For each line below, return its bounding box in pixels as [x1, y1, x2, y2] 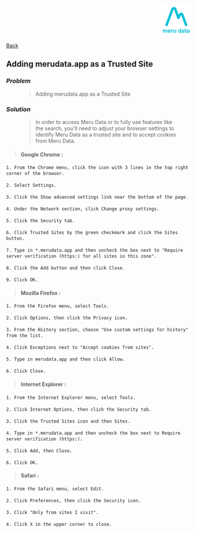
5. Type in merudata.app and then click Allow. [6, 356, 126, 362]
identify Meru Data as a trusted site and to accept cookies [35, 131, 176, 138]
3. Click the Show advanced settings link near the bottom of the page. [6, 194, 189, 200]
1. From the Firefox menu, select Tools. [6, 303, 110, 309]
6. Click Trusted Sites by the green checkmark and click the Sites [6, 230, 178, 236]
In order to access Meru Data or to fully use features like [35, 118, 173, 125]
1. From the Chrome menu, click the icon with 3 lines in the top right [6, 165, 189, 171]
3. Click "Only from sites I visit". [6, 509, 99, 515]
